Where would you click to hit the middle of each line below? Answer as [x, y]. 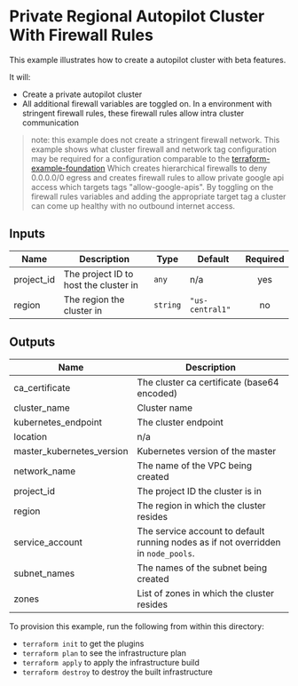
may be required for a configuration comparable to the [130, 158]
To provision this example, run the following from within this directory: [137, 626]
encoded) [157, 393]
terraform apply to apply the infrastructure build [110, 662]
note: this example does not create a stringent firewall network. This [155, 140]
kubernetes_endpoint [58, 422]
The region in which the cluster [201, 506]
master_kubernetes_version [71, 451]
